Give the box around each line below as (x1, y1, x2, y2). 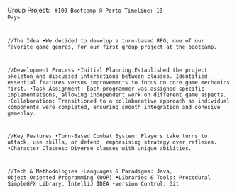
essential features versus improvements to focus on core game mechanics (7, 79, 231, 86)
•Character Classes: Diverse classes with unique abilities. (7, 145, 192, 152)
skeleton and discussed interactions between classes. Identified (7, 72, 208, 80)
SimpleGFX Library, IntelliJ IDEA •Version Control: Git (7, 181, 180, 188)
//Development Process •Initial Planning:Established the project (7, 67, 208, 74)
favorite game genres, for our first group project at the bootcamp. (7, 43, 218, 50)
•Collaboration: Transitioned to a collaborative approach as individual (7, 97, 231, 105)
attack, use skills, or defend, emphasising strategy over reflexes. (7, 139, 218, 146)
